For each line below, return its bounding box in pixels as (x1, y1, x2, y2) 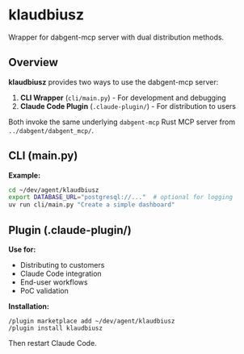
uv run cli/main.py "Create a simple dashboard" (8, 201, 175, 209)
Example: (8, 170, 41, 180)
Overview (8, 56, 59, 69)
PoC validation (19, 286, 69, 295)
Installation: (8, 302, 50, 311)
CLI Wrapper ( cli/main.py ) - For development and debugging (19, 93, 226, 102)
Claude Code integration (19, 269, 103, 278)
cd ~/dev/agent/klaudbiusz (8, 185, 99, 194)
